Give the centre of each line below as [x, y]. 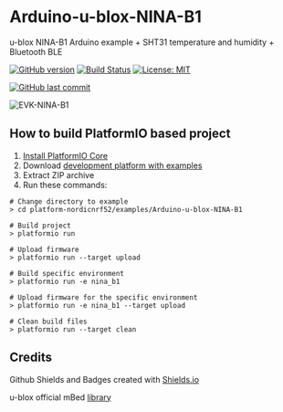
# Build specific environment [67, 273]
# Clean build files [49, 322]
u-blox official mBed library [60, 397]
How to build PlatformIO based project [120, 134]
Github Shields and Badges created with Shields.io [104, 379]
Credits [31, 358]
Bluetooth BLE [36, 51]
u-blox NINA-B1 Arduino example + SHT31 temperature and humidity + [142, 42]
